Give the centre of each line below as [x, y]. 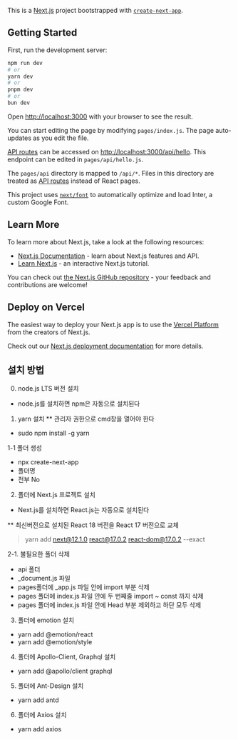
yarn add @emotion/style [55, 642]
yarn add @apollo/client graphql [65, 671]
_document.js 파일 [44, 579]
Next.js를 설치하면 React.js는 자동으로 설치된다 [83, 510]
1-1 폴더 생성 [25, 448]
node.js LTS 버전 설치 [48, 389]
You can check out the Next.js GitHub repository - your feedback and [109, 277]
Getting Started [42, 32]
